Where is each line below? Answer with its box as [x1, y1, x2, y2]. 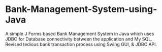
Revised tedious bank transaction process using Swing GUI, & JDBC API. [5, 41, 157, 47]
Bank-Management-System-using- [5, 3, 157, 15]
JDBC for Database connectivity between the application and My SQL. [5, 36, 152, 42]
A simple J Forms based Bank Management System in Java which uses [5, 30, 154, 36]
